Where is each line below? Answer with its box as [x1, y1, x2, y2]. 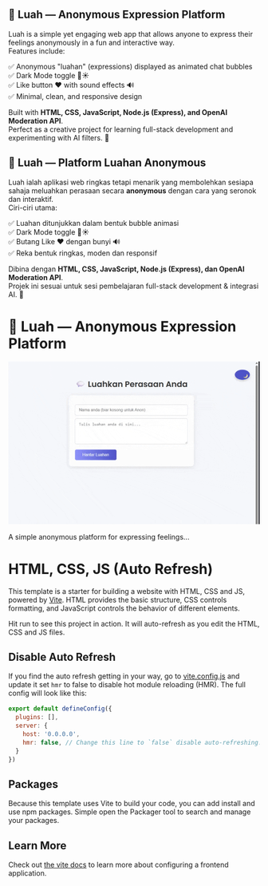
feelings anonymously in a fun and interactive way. [8, 38, 175, 47]
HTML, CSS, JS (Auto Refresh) [8, 560, 214, 578]
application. [8, 868, 47, 878]
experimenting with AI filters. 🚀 [8, 133, 110, 142]
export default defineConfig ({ [8, 705, 112, 713]
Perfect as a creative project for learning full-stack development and [8, 125, 234, 134]
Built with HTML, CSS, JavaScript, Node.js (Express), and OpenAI [8, 107, 228, 117]
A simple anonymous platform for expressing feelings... [8, 532, 190, 541]
